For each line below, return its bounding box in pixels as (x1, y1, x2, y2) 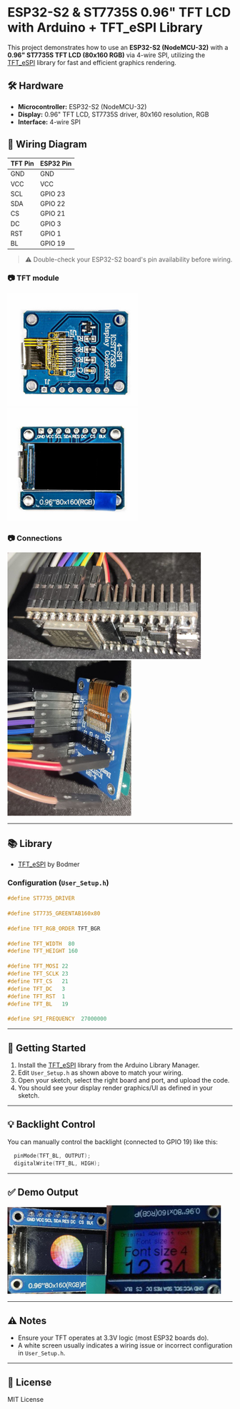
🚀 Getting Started (7, 1042, 86, 1054)
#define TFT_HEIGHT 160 (7, 948, 79, 955)
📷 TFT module (7, 273, 59, 283)
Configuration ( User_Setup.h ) (7, 878, 109, 888)
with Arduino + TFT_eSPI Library (7, 19, 204, 36)
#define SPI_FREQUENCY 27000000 (7, 1016, 107, 1023)
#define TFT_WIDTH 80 (7, 940, 75, 947)
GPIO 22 (40, 199, 66, 208)
